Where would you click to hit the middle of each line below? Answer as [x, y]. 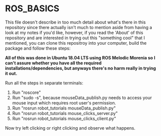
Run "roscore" [26, 92]
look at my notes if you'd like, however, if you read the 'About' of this [74, 32]
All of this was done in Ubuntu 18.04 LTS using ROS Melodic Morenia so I [80, 57]
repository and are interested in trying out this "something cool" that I [75, 38]
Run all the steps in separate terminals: [44, 83]
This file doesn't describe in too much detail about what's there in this [75, 22]
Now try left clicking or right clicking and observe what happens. [70, 128]
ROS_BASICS [32, 9]
